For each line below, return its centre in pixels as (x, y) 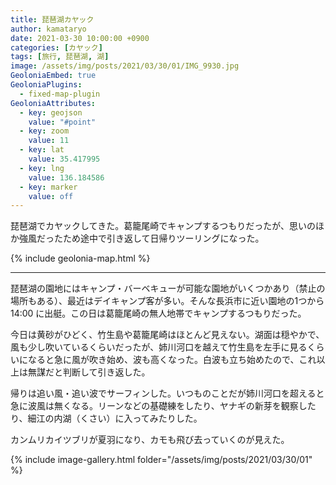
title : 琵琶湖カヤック (52, 19)
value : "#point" (62, 122)
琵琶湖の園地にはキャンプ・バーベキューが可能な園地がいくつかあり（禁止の (168, 288)
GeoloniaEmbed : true (53, 76)
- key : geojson (51, 112)
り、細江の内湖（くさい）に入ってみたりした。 (106, 418)
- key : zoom (44, 131)
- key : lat (42, 150)
